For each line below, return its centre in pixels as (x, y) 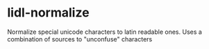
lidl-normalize (48, 13)
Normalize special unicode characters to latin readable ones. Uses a (105, 32)
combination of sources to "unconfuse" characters (80, 39)
